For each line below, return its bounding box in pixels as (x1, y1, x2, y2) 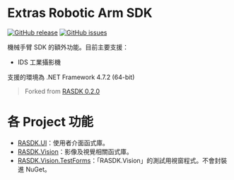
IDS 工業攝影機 (17, 58, 62, 66)
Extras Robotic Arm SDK (7, 5, 153, 21)
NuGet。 (25, 164, 51, 174)
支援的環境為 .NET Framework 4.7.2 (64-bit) (7, 73, 135, 81)
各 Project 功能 (7, 114, 94, 130)
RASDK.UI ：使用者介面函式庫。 (17, 138, 110, 147)
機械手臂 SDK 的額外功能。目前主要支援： (7, 42, 129, 51)
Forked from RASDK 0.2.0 (24, 87, 100, 95)
